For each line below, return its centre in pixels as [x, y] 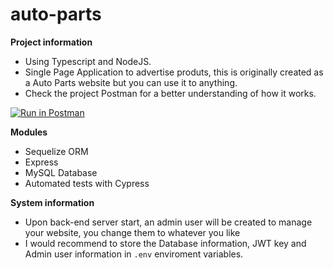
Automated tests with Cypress [87, 183]
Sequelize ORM [56, 151]
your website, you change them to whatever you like [132, 232]
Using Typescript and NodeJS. [88, 61]
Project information [51, 42]
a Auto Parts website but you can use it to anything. [131, 82]
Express [41, 162]
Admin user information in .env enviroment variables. [134, 254]
